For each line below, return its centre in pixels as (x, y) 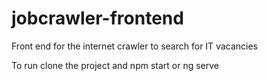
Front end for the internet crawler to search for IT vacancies (134, 46)
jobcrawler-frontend (97, 18)
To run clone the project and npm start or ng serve (115, 65)
